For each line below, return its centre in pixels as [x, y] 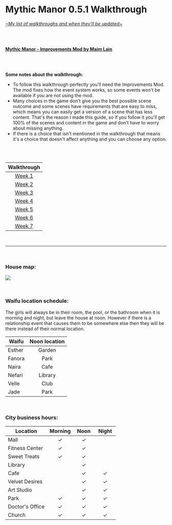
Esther [16, 350]
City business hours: [32, 418]
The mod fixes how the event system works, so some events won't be [86, 90]
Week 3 [24, 192]
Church [17, 515]
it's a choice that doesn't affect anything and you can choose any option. [90, 139]
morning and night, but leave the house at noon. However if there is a [78, 318]
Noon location [47, 341]
